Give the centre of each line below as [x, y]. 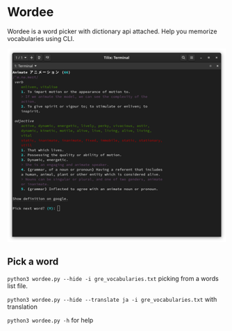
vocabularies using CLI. [41, 38]
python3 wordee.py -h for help [50, 320]
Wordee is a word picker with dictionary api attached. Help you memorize [112, 31]
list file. [17, 286]
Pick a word [33, 262]
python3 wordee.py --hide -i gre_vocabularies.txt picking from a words [113, 278]
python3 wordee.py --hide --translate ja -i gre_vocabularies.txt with [112, 299]
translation [23, 307]
